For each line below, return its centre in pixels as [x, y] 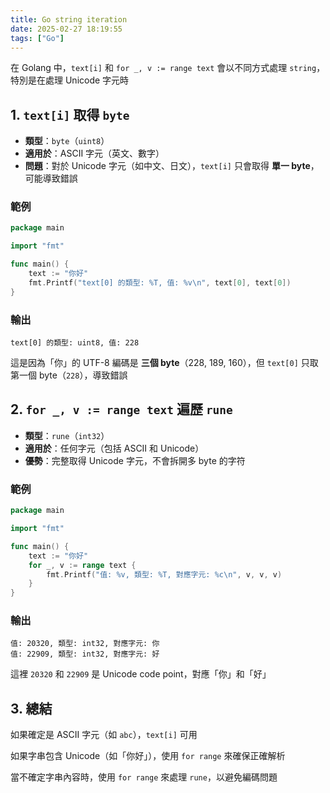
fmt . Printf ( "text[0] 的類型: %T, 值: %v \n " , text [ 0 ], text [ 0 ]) [160, 282]
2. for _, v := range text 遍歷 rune [121, 409]
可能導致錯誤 [51, 178]
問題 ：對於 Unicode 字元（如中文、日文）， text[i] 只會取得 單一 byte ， [172, 166]
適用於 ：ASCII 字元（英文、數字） [94, 153]
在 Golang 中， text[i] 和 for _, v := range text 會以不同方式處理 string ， [168, 68]
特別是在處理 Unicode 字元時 [70, 80]
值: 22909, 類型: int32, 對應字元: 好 [85, 654]
